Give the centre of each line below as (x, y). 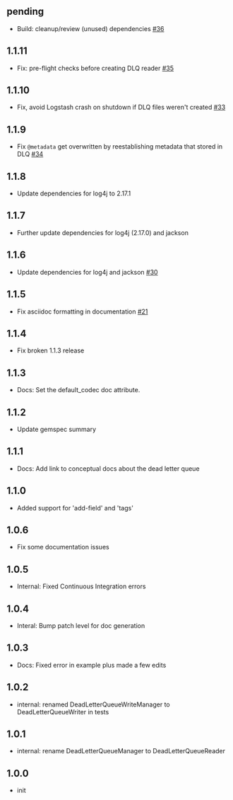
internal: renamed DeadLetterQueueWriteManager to (93, 704)
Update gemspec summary (56, 429)
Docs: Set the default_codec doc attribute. (78, 390)
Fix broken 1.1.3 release (50, 350)
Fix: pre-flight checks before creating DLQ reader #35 (95, 68)
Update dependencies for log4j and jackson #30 (87, 272)
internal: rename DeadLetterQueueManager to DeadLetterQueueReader (121, 751)
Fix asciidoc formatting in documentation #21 (82, 312)
